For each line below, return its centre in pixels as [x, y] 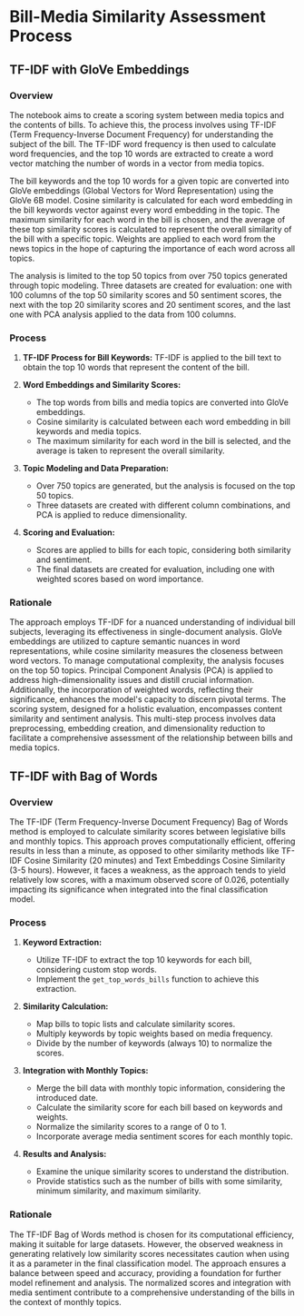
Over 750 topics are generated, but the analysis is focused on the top [166, 486]
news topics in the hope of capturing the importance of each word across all [152, 248]
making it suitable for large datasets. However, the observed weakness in [147, 1244]
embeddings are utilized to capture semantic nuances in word [125, 641]
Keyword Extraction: [62, 943]
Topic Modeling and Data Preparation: [96, 469]
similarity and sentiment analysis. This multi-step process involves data [143, 718]
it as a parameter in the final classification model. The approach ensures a [148, 1263]
